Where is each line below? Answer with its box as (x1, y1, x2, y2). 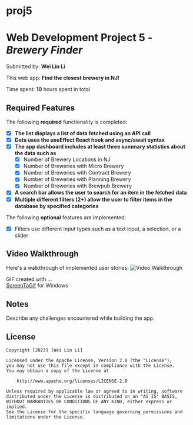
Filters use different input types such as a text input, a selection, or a (14, 225, 181, 232)
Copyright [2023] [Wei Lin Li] (6, 347, 83, 353)
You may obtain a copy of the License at (6, 368, 109, 374)
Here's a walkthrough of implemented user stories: (6, 265, 129, 272)
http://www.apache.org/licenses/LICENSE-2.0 (16, 378, 128, 384)
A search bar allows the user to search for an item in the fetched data (14, 189, 187, 196)
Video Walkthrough (6, 249, 79, 259)
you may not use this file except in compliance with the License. (6, 363, 175, 369)
